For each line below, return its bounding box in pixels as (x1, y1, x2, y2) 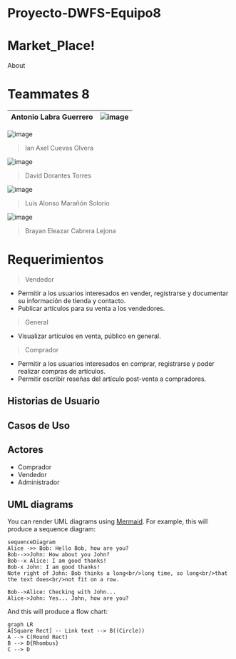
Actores (7, 444, 44, 456)
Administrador (17, 478, 60, 486)
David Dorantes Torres (24, 171, 91, 180)
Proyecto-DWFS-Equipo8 (7, 5, 162, 21)
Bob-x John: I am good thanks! (7, 563, 101, 571)
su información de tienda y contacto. (17, 297, 126, 305)
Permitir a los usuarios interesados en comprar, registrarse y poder (17, 359, 215, 368)
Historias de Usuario (7, 395, 101, 407)
